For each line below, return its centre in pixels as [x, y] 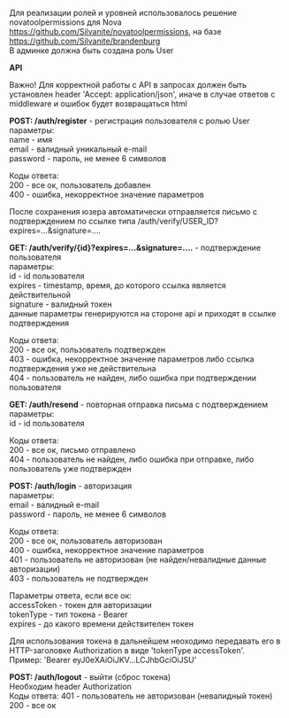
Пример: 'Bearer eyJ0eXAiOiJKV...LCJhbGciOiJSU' [103, 660]
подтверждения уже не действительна [83, 368]
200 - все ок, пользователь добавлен [80, 185]
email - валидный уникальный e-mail [78, 149]
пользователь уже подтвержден [70, 468]
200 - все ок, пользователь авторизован [86, 541]
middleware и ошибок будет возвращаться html [98, 104]
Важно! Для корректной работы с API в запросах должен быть [128, 85]
